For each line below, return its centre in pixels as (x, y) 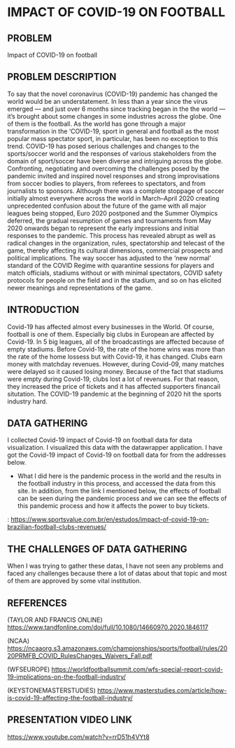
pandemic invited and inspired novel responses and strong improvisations (114, 175)
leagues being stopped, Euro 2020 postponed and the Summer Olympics (113, 213)
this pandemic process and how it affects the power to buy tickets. (113, 506)
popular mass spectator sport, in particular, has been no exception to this (113, 138)
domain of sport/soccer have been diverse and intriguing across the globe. (115, 161)
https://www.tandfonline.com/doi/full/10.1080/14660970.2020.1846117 (108, 627)
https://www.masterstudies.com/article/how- (162, 690)
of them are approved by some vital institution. (74, 581)
